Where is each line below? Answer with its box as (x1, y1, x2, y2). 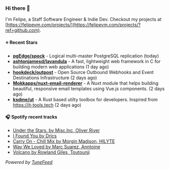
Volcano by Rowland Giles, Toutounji (12, 149, 90, 155)
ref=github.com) (5, 27, 40, 33)
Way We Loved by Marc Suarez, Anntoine (12, 143, 101, 149)
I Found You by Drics (12, 133, 57, 139)
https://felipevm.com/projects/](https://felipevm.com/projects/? (7, 22, 141, 28)
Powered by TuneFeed (5, 159, 53, 165)
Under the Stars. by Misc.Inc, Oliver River (12, 127, 100, 133)
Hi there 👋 (5, 5, 31, 12)
